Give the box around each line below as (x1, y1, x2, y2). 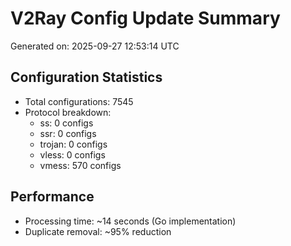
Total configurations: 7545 (24, 95, 134, 107)
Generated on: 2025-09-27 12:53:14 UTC (10, 40, 180, 52)
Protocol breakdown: (24, 106, 112, 118)
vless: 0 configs (39, 148, 106, 161)
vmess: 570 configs (39, 159, 122, 171)
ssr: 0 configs (39, 127, 97, 139)
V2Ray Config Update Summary (10, 7, 281, 30)
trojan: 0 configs (39, 138, 108, 150)
